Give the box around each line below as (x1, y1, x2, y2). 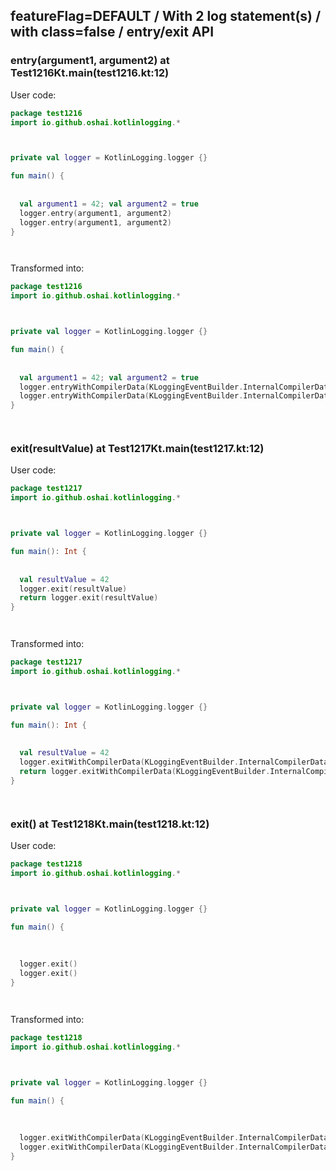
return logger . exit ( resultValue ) (19, 593, 159, 603)
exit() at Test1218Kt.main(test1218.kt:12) (10, 817, 210, 831)
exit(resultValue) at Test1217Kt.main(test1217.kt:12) (10, 442, 265, 456)
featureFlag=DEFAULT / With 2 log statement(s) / (10, 8, 322, 25)
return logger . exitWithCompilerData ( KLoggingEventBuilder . (19, 767, 271, 777)
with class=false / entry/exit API (10, 24, 215, 41)
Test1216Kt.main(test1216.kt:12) (10, 66, 170, 80)
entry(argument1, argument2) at (10, 54, 170, 68)
